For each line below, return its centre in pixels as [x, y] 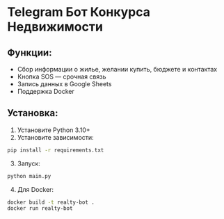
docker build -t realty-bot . [51, 202]
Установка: [33, 113]
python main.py [29, 176]
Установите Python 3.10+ [54, 130]
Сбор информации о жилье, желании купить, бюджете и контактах [117, 69]
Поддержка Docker [46, 91]
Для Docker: [35, 189]
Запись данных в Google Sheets [64, 84]
